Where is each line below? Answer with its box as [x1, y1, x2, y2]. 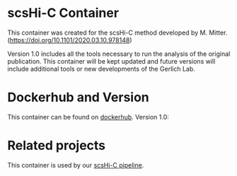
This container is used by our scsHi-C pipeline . [7, 160, 144, 169]
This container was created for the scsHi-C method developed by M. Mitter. [7, 28, 228, 37]
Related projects [7, 138, 106, 153]
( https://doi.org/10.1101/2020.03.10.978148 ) [7, 35, 132, 44]
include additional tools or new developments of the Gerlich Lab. [7, 64, 196, 73]
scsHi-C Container [7, 5, 119, 21]
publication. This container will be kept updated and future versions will [7, 57, 216, 65]
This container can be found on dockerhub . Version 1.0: [7, 112, 170, 121]
